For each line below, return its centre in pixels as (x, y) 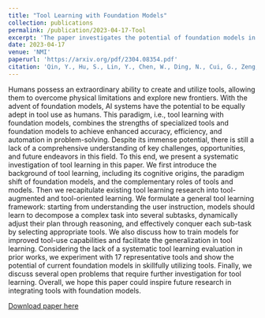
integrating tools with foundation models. (75, 290)
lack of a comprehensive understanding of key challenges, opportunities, (127, 148)
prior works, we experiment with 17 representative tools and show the (121, 256)
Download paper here (43, 305)
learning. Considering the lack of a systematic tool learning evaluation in (125, 249)
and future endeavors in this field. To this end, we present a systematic (123, 156)
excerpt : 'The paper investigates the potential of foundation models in (132, 37)
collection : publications (50, 23)
